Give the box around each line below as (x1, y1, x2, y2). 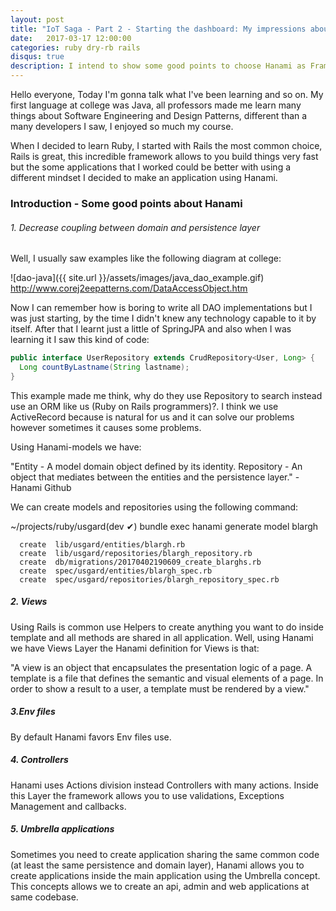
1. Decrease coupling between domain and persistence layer (10, 221, 261, 233)
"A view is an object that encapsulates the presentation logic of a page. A (10, 661, 313, 673)
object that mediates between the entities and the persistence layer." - (10, 471, 300, 483)
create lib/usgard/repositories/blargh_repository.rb (19, 548, 253, 558)
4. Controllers (10, 754, 69, 766)
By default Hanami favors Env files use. (10, 731, 172, 743)
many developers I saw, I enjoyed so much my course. (10, 121, 234, 132)
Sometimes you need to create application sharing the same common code (10, 848, 320, 860)
